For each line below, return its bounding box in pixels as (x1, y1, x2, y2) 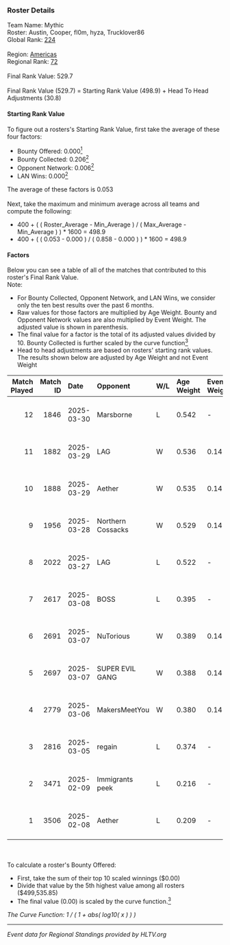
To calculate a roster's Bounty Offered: (7, 861, 116, 869)
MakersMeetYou (97, 705, 150, 714)
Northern (97, 516, 127, 526)
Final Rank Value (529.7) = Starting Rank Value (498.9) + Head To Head (7, 86, 209, 95)
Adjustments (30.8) (7, 94, 62, 102)
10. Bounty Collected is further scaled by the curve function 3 (16, 338, 188, 347)
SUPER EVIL (97, 664, 136, 673)
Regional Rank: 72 (7, 58, 58, 66)
